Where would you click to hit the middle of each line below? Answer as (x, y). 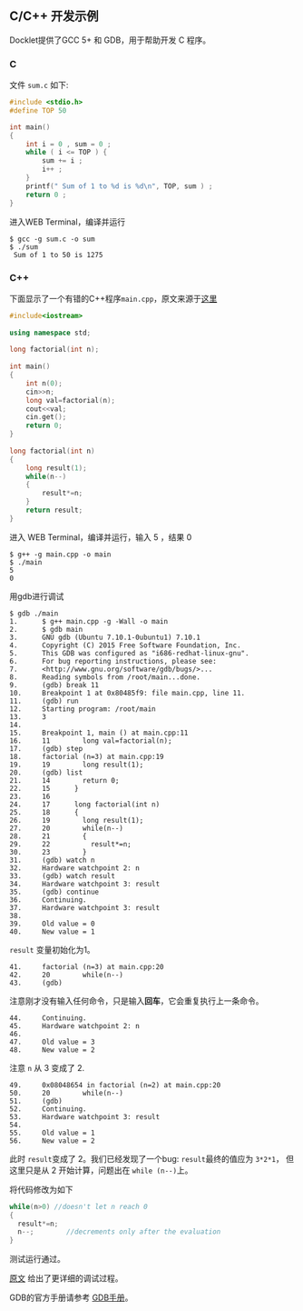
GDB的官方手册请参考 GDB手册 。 (71, 1297)
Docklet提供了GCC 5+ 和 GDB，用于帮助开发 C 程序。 (110, 40)
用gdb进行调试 (37, 596)
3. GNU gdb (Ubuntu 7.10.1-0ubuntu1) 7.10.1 (105, 637)
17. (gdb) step (46, 748)
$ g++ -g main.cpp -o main (60, 554)
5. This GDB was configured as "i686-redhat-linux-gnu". (129, 653)
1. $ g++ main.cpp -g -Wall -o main (89, 621)
